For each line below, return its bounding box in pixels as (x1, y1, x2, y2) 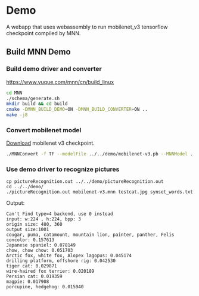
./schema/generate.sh (6, 95, 60, 101)
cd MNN (6, 90, 23, 96)
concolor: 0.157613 (6, 237, 55, 243)
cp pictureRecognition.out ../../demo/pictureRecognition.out (6, 179, 164, 185)
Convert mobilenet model (6, 126, 82, 134)
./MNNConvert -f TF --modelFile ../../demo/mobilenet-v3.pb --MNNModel (6, 151, 188, 157)
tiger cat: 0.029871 (6, 263, 58, 269)
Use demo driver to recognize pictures (6, 165, 120, 173)
